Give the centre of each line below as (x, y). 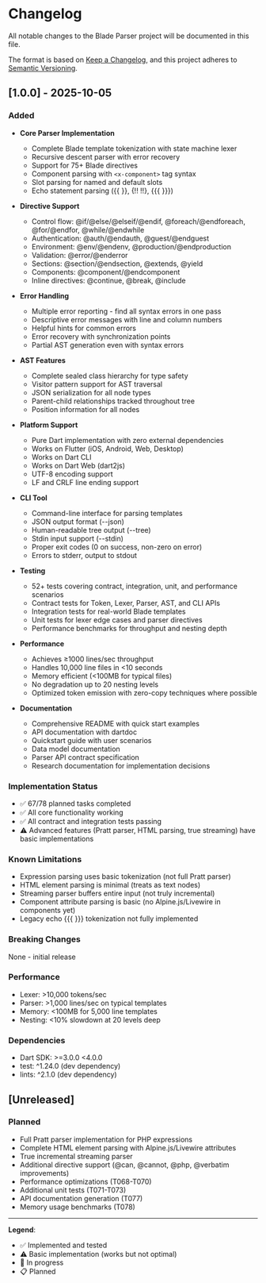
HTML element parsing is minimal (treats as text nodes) (110, 885)
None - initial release (42, 957)
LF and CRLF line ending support (85, 482)
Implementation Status (53, 786)
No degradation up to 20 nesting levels (95, 684)
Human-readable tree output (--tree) (91, 530)
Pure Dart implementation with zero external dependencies (127, 440)
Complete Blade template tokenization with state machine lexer (134, 148)
